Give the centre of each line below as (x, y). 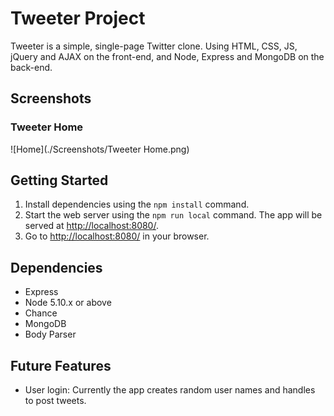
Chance (41, 313)
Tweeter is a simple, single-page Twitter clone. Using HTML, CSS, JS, (154, 46)
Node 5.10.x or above (68, 303)
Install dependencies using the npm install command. (137, 204)
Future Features (61, 365)
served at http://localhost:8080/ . (91, 226)
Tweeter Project (78, 18)
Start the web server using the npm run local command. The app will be (173, 215)
